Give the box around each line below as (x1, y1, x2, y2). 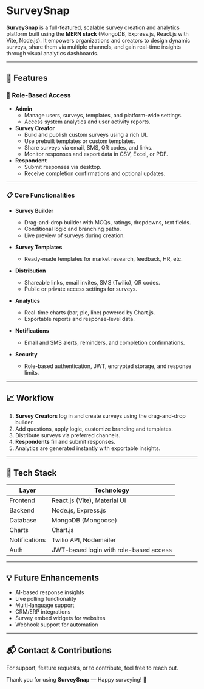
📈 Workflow (6, 393, 55, 403)
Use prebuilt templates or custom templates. (24, 137, 135, 145)
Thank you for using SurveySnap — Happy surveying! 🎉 (6, 676, 147, 684)
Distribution (15, 267, 46, 274)
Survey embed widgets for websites (15, 615, 106, 622)
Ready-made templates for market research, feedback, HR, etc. (24, 255, 183, 262)
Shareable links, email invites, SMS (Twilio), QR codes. (24, 279, 160, 286)
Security (15, 350, 38, 358)
